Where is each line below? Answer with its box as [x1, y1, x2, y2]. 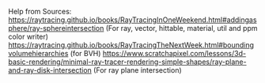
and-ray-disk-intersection [8, 66, 93, 74]
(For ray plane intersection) [93, 66, 182, 74]
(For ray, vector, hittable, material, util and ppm [105, 24, 258, 32]
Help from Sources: [8, 7, 72, 16]
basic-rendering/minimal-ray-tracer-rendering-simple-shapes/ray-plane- [8, 57, 247, 66]
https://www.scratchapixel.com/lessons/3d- [102, 49, 247, 58]
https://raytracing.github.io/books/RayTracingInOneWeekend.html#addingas [8, 15, 257, 25]
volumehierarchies [8, 49, 69, 58]
